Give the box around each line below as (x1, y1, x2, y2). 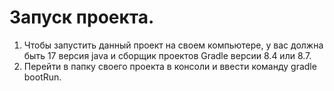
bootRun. (23, 71, 62, 83)
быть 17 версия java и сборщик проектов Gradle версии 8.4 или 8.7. (23, 49, 312, 61)
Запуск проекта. (9, 6, 155, 29)
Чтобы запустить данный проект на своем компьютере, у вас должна (23, 39, 324, 51)
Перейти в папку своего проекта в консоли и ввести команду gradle (23, 60, 317, 72)
